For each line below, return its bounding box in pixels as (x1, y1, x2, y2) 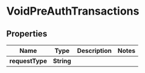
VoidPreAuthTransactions (6, 4, 140, 18)
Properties (6, 29, 48, 39)
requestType (9, 57, 48, 65)
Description (77, 47, 112, 55)
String (52, 57, 71, 65)
